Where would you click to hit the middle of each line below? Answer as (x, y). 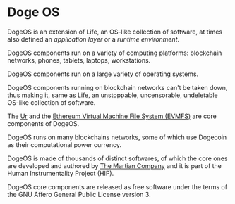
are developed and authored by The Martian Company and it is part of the (115, 165)
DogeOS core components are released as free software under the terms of (117, 186)
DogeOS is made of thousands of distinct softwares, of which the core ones (117, 158)
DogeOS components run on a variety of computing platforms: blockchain (115, 53)
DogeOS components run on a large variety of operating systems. (103, 74)
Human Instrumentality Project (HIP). (61, 173)
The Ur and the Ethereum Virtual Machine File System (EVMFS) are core (112, 116)
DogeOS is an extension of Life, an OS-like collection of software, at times (115, 32)
